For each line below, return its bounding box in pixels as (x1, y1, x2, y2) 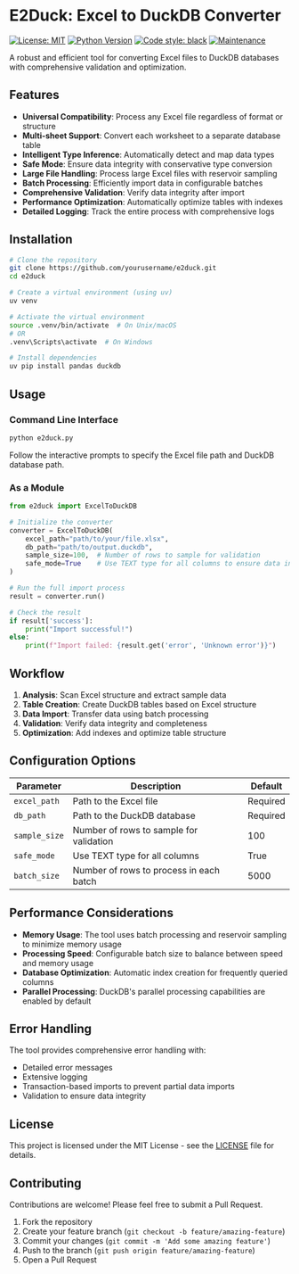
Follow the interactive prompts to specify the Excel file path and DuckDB (9, 450, 274, 460)
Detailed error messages (21, 1063, 113, 1073)
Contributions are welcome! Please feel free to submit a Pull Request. (9, 1199, 263, 1210)
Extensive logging (21, 1071, 88, 1082)
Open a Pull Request (21, 1254, 98, 1265)
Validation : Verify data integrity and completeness (21, 717, 207, 728)
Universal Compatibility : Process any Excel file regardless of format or (21, 111, 283, 121)
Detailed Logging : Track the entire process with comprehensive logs (21, 206, 275, 217)
